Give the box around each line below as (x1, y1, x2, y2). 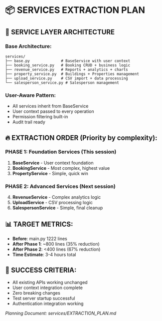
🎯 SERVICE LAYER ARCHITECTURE (5, 27, 115, 36)
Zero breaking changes (12, 290, 61, 296)
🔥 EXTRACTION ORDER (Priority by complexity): (5, 133, 158, 142)
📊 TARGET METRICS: (5, 220, 73, 228)
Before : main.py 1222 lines (12, 236, 67, 242)
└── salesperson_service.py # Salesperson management (5, 80, 120, 85)
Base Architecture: (5, 42, 52, 49)
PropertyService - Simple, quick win (12, 170, 89, 176)
